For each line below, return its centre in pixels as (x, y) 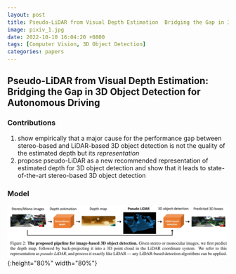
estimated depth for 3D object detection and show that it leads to (111, 167)
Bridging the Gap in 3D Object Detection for (104, 92)
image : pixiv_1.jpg (36, 29)
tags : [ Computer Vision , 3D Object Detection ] (77, 44)
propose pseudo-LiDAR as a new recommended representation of (113, 160)
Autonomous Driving (54, 103)
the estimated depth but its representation (78, 153)
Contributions (32, 123)
